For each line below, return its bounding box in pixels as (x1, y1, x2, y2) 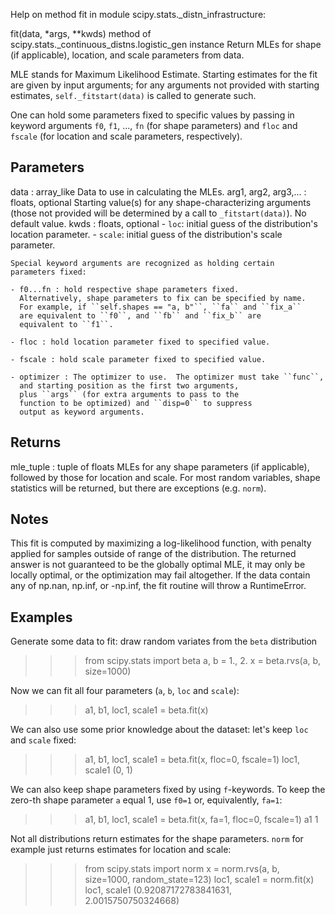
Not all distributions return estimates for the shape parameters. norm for (10, 833, 304, 845)
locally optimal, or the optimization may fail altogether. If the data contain (10, 569, 311, 581)
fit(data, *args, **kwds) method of (10, 28, 152, 39)
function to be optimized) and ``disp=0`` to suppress (19, 398, 253, 408)
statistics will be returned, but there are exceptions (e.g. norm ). (10, 482, 267, 494)
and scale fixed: (10, 734, 77, 746)
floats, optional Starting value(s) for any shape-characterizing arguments (10, 196, 312, 208)
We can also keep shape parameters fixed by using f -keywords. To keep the (10, 784, 326, 796)
